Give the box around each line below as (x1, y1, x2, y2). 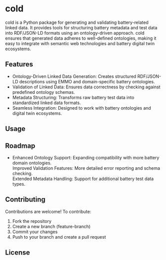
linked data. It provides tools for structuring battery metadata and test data (5, 24, 158, 30)
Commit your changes (12, 229, 58, 235)
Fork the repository (12, 218, 52, 224)
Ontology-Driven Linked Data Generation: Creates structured (12, 73, 136, 79)
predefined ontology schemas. (12, 89, 75, 95)
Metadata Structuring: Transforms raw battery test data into (12, 94, 135, 100)
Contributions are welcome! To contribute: (5, 208, 92, 214)
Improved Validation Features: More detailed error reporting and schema (12, 165, 160, 171)
